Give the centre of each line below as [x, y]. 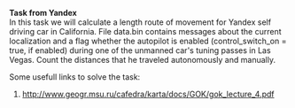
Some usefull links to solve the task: [75, 77]
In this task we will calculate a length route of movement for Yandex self [140, 22]
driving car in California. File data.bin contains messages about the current [145, 31]
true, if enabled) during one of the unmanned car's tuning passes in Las [140, 50]
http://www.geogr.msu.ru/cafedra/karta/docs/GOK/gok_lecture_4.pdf [148, 94]
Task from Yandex [43, 13]
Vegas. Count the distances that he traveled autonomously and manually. [143, 60]
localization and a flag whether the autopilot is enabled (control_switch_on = [148, 41]
